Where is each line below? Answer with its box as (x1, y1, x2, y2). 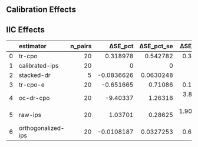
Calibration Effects (6, 5, 77, 15)
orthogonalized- (18, 124, 65, 132)
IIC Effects (6, 25, 45, 35)
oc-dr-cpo (18, 94, 50, 102)
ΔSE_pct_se (139, 42, 174, 51)
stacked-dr (18, 71, 51, 79)
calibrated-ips (18, 62, 59, 70)
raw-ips (18, 111, 41, 119)
